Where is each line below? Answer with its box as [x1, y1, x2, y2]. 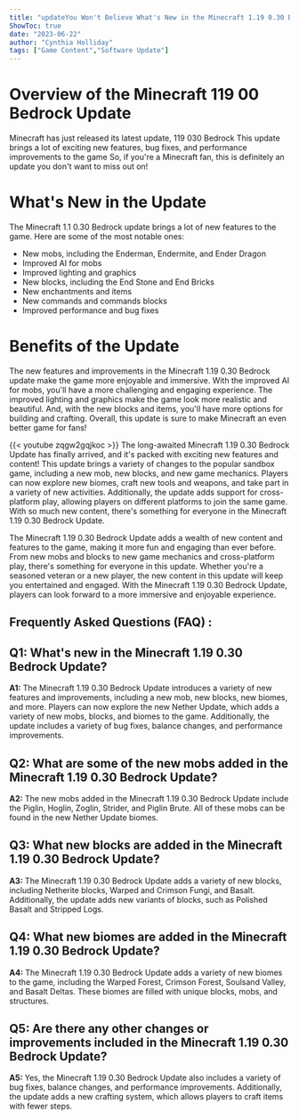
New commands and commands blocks [21, 295, 167, 306]
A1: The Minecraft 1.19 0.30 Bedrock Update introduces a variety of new [9, 682, 273, 694]
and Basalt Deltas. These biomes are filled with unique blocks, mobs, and [9, 986, 279, 996]
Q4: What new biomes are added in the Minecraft [9, 930, 287, 945]
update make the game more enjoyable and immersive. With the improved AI [9, 375, 290, 385]
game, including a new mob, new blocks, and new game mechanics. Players [9, 468, 289, 479]
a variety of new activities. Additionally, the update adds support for [9, 487, 258, 497]
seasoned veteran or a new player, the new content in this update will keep [9, 570, 284, 581]
